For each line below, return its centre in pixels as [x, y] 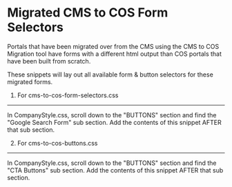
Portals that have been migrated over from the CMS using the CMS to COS [113, 46]
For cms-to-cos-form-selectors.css [68, 95]
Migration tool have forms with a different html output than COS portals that [115, 54]
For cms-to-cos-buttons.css [57, 143]
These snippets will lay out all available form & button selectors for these [110, 75]
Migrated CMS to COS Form [88, 13]
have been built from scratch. [49, 61]
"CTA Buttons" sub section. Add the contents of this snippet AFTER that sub [115, 170]
